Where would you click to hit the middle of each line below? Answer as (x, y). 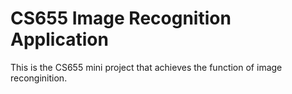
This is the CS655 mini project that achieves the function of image (146, 67)
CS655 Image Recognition (121, 18)
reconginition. (39, 78)
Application (59, 39)
